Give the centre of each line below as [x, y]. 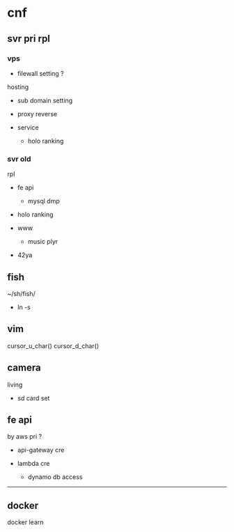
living [15, 384]
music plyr [43, 242]
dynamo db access [55, 477]
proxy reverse [37, 114]
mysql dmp [44, 201]
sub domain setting [45, 100]
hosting [18, 87]
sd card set [33, 398]
